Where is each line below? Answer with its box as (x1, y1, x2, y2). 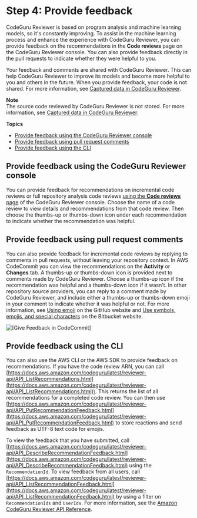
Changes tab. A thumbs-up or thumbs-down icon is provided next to (6, 269, 173, 276)
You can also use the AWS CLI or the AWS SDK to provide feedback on (6, 357, 178, 364)
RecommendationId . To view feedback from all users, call (6, 468, 140, 475)
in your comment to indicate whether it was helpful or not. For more (6, 300, 169, 307)
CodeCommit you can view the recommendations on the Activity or (6, 263, 171, 270)
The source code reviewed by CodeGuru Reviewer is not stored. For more (6, 102, 185, 109)
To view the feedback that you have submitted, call (6, 437, 130, 444)
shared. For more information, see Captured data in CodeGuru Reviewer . (6, 85, 182, 92)
